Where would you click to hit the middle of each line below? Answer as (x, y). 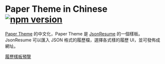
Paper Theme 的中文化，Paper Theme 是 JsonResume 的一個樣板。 (74, 33)
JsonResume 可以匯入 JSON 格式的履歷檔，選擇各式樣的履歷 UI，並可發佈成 (83, 40)
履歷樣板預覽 (18, 56)
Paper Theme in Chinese (56, 9)
